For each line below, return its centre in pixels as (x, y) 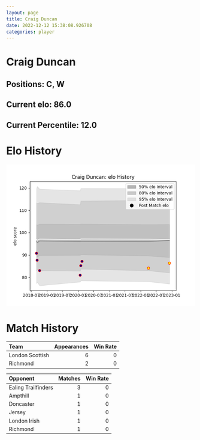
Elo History (34, 151)
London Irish (24, 421)
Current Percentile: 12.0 (51, 125)
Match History (43, 328)
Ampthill (19, 396)
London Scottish (29, 355)
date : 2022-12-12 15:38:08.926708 (49, 25)
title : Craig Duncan (32, 19)
